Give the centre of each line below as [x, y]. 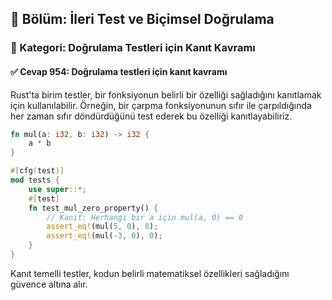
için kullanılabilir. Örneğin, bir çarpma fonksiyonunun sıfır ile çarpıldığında [161, 105]
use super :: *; [57, 189]
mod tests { [35, 180]
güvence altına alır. [49, 284]
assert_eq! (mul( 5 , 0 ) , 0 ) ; [102, 227]
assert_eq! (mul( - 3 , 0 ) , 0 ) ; [104, 236]
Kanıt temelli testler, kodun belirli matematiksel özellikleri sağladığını [150, 273]
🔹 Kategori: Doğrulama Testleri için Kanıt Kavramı [133, 48]
